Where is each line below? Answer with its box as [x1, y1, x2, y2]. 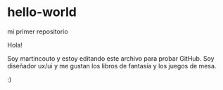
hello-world [7, 4, 77, 20]
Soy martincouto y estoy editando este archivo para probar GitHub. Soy [7, 54, 215, 63]
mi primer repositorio [7, 27, 68, 36]
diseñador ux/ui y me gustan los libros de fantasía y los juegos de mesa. [7, 61, 217, 70]
